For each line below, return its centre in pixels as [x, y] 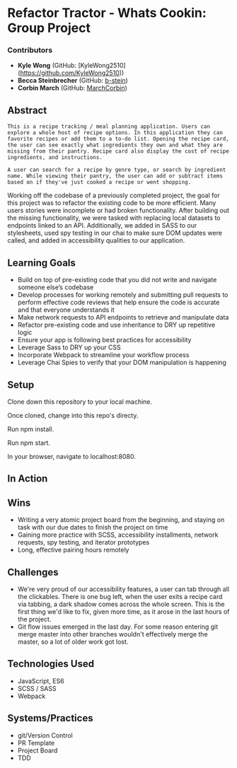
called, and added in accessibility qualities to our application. [96, 240]
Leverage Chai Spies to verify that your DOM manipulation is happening [122, 363]
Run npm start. [29, 443]
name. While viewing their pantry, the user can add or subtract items [115, 176]
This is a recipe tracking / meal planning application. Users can [109, 127]
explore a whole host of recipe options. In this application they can [115, 133]
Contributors [30, 50]
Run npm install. [31, 429]
